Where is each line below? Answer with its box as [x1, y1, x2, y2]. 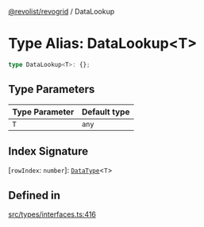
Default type [82, 106, 130, 117]
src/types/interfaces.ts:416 [8, 210, 97, 219]
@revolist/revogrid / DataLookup [8, 7, 115, 16]
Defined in [8, 188, 61, 202]
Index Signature [8, 144, 89, 158]
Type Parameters [8, 83, 95, 96]
